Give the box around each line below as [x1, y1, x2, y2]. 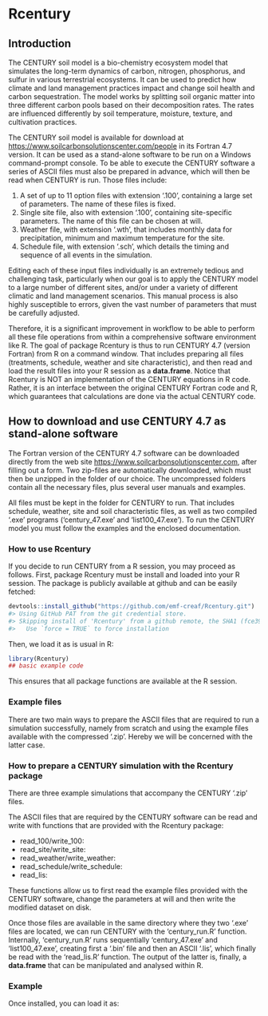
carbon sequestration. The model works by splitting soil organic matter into [8, 92, 255, 101]
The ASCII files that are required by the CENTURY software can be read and [8, 812, 258, 822]
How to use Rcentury [8, 543, 92, 554]
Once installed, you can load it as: [8, 998, 120, 1008]
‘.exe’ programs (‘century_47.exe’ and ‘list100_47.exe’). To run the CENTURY [8, 515, 255, 524]
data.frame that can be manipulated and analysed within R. [8, 960, 203, 970]
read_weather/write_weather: [19, 853, 116, 863]
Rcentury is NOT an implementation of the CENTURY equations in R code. [8, 375, 251, 384]
